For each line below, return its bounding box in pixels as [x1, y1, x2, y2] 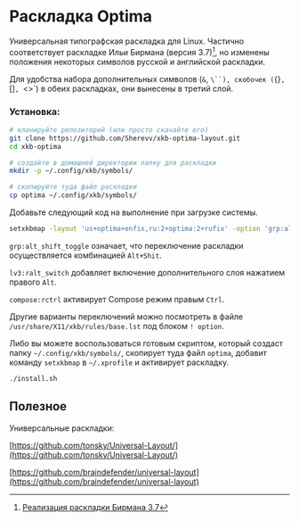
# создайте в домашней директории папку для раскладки [9, 158, 217, 167]
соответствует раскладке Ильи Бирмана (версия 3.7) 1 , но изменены [9, 45, 270, 57]
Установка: [9, 105, 61, 118]
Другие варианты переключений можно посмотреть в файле [9, 310, 243, 322]
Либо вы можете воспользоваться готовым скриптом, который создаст [9, 337, 283, 349]
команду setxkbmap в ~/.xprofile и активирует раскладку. [9, 357, 230, 368]
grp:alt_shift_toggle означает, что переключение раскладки [9, 240, 244, 251]
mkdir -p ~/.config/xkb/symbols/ [9, 167, 133, 176]
